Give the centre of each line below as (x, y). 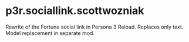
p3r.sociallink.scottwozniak (75, 11)
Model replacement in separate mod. (50, 33)
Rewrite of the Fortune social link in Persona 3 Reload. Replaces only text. (95, 27)
